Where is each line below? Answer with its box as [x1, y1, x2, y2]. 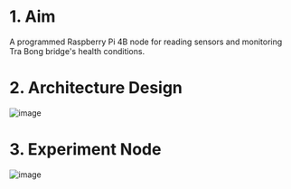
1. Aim [9, 6, 56, 27]
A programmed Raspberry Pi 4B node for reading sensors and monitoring [9, 36, 283, 47]
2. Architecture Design [9, 78, 183, 99]
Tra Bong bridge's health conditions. [9, 45, 145, 56]
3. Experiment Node [9, 139, 162, 160]
